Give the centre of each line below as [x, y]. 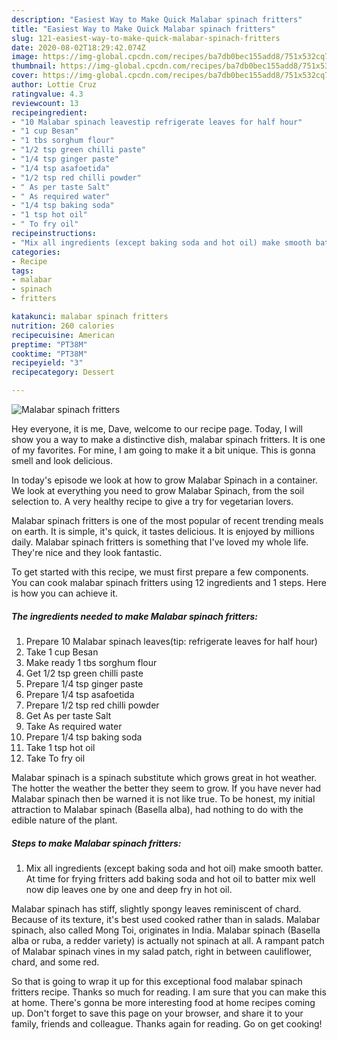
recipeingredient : [49, 112]
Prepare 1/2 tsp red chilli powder [92, 705]
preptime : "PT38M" [49, 344]
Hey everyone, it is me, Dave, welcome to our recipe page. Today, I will [157, 429]
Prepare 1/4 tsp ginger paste [84, 683]
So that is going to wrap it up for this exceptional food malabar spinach [157, 981]
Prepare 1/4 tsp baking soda [84, 737]
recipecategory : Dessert [63, 372]
